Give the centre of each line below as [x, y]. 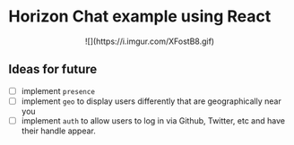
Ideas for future [53, 69]
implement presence [58, 90]
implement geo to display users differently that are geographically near [151, 101]
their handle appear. [58, 131]
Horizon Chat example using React [140, 17]
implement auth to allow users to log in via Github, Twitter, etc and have [153, 120]
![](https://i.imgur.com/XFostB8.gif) [150, 41]
